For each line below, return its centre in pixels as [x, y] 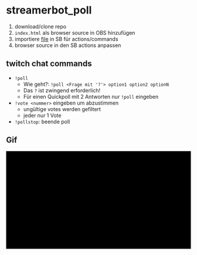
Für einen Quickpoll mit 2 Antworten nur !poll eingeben [91, 96]
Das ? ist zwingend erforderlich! [62, 90]
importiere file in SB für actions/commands [66, 39]
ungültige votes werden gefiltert [62, 109]
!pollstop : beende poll [42, 122]
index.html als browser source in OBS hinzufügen [75, 32]
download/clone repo [40, 26]
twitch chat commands [49, 64]
